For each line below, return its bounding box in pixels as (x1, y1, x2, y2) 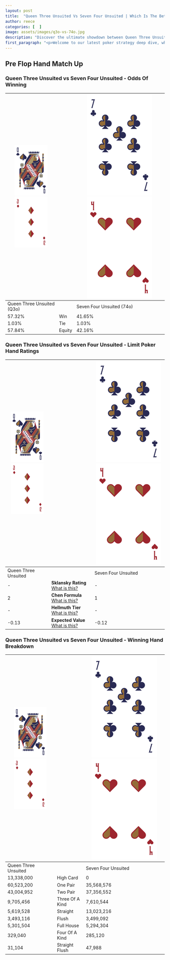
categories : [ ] (5, 24, 42, 29)
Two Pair (57, 889, 75, 895)
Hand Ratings (5, 348, 39, 355)
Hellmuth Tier (51, 605, 81, 611)
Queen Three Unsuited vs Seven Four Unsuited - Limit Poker (5, 341, 156, 348)
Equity (59, 327, 72, 334)
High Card (57, 875, 78, 881)
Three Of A (57, 896, 80, 902)
